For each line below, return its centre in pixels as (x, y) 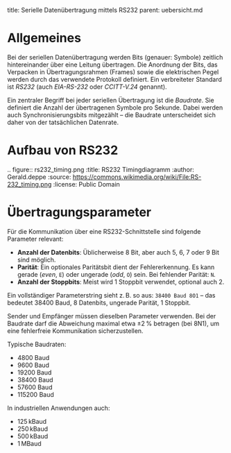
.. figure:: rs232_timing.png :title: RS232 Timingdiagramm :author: (101, 169)
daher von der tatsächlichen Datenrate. (63, 122)
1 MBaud (29, 443)
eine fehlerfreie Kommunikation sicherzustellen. (75, 331)
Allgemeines (44, 38)
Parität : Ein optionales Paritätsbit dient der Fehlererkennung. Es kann (116, 267)
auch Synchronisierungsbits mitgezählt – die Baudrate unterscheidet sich (112, 114)
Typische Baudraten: (37, 344)
